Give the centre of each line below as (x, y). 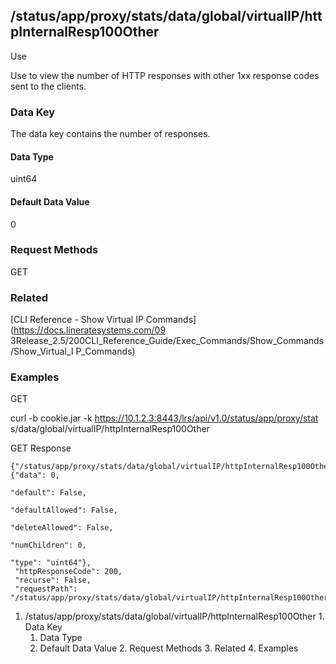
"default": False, (48, 493)
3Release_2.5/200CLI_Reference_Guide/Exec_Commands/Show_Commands (167, 341)
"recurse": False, (53, 580)
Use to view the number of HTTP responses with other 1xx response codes (165, 75)
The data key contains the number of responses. (110, 134)
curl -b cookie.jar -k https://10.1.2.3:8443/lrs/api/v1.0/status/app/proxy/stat (164, 418)
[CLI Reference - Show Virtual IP (77, 320)
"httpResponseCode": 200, (68, 572)
